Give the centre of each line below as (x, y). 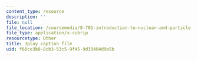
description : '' (26, 17)
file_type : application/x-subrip (47, 33)
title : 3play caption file (39, 44)
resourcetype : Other (32, 38)
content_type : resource (35, 11)
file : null (19, 22)
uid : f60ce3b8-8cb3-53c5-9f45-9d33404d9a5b (60, 49)
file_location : (25, 28)
